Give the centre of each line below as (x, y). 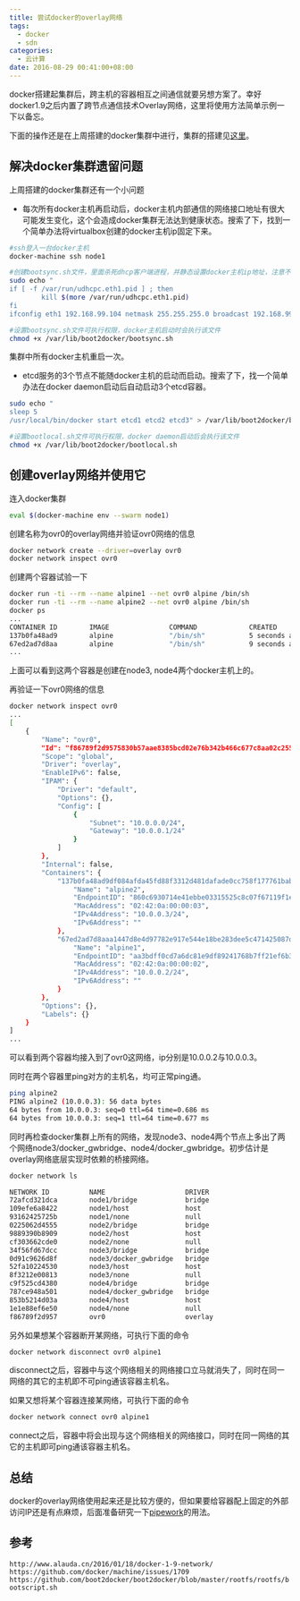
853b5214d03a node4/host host (105, 1300)
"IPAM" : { (59, 781)
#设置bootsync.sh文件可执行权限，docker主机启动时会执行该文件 (115, 330)
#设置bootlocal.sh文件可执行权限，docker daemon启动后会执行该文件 (125, 437)
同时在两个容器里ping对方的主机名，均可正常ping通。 (108, 1077)
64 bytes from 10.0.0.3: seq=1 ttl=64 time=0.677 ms (109, 1118)
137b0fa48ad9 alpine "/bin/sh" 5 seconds (147, 635)
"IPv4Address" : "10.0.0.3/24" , (131, 915)
